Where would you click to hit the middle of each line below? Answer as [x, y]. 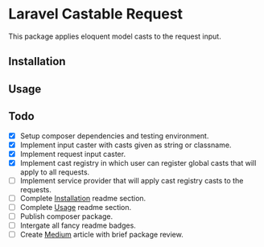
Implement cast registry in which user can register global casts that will [138, 163]
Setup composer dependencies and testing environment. [114, 136]
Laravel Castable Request [96, 14]
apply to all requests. [55, 172]
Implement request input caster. [73, 154]
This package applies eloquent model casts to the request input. [115, 36]
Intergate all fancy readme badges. [78, 225]
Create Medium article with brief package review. [101, 235]
